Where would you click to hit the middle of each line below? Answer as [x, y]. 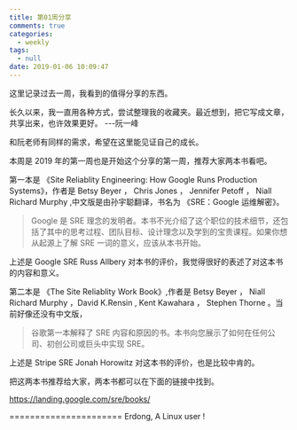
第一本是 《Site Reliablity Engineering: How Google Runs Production [133, 179]
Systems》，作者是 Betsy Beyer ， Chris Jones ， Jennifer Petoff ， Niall [141, 191]
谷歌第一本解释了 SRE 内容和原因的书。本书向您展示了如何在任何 [149, 332]
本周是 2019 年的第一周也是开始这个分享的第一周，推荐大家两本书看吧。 [141, 160]
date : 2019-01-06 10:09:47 [59, 67]
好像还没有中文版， [51, 313]
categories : [31, 34]
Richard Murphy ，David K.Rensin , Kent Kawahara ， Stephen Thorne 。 [143, 302]
